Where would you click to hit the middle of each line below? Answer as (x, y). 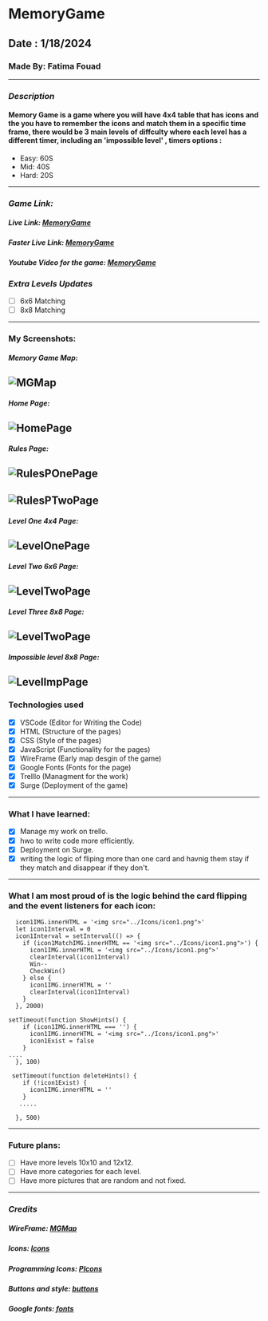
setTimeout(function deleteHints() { (74, 1076)
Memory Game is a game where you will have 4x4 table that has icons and (134, 115)
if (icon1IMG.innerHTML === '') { (80, 1026)
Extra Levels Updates (51, 283)
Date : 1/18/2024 (50, 44)
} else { (37, 978)
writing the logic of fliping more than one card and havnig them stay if (134, 858)
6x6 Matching (43, 301)
